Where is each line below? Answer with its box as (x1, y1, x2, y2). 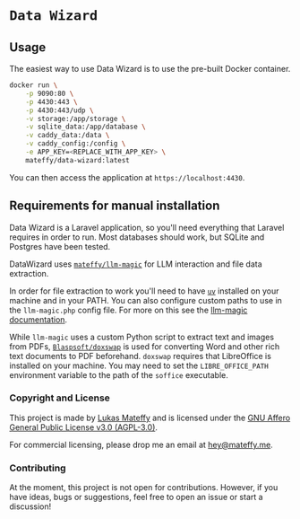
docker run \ (9, 81, 58, 90)
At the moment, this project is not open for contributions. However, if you (9, 482, 279, 493)
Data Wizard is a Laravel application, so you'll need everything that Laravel (9, 222, 285, 233)
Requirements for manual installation (9, 198, 220, 214)
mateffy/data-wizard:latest (25, 155, 130, 164)
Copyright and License (9, 391, 110, 404)
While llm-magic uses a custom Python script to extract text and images (9, 331, 275, 342)
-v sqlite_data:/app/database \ (25, 122, 146, 132)
